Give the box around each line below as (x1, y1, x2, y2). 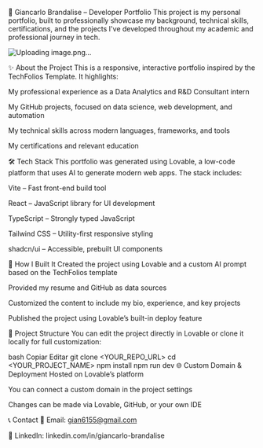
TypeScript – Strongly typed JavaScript (8, 214, 135, 223)
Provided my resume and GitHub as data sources (8, 283, 167, 292)
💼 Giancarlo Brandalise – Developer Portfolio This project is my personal (8, 8, 241, 17)
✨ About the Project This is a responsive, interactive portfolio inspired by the (8, 63, 256, 72)
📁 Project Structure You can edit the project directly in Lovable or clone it (8, 329, 244, 338)
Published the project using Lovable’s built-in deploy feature (8, 314, 203, 322)
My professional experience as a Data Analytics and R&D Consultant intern (8, 87, 250, 96)
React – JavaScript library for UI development (8, 199, 155, 207)
